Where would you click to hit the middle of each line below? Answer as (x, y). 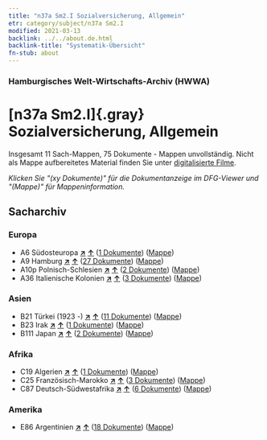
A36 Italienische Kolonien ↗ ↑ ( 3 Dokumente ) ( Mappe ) (111, 278)
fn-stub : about (34, 53)
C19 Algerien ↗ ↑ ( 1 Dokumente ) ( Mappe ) (89, 372)
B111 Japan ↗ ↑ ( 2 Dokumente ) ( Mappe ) (87, 333)
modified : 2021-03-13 (45, 31)
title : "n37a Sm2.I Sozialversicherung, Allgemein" (97, 16)
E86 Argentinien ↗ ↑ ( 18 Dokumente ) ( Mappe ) (97, 427)
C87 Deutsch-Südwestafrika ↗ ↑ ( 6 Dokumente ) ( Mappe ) (116, 389)
